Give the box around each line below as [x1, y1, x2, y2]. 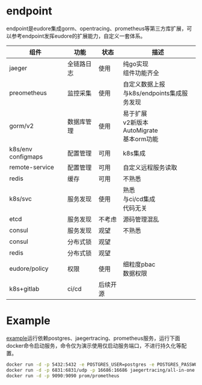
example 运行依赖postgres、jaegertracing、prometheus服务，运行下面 [6, 335, 180, 342]
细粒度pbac [123, 260, 156, 268]
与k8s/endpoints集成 [123, 89, 182, 97]
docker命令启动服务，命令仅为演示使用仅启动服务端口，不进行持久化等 [6, 342, 182, 349]
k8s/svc [9, 194, 32, 202]
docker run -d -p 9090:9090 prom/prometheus [6, 372, 120, 379]
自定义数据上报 [123, 80, 165, 88]
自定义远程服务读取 [123, 163, 177, 172]
